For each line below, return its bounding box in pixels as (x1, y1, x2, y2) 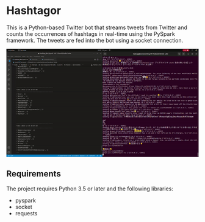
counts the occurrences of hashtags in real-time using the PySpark (6, 30, 175, 37)
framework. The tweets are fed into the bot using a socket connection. (6, 36, 184, 44)
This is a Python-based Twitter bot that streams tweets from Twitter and (6, 24, 188, 31)
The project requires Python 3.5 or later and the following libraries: (6, 185, 174, 192)
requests (15, 209, 38, 217)
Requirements (6, 168, 61, 179)
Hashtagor (6, 4, 62, 18)
